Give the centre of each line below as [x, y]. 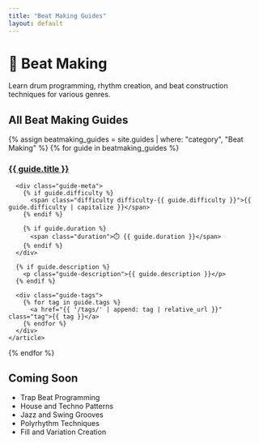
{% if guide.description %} [63, 267]
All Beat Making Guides [68, 119]
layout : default [36, 23]
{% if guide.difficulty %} [68, 193]
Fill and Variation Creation [63, 432]
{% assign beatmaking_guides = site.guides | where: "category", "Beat [126, 139]
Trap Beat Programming [60, 398]
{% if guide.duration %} [65, 228]
